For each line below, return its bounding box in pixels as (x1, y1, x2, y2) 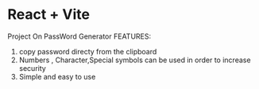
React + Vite (7, 6, 91, 24)
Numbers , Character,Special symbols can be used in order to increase (18, 55, 251, 65)
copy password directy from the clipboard (18, 46, 157, 56)
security (18, 63, 47, 72)
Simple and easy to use (18, 72, 96, 81)
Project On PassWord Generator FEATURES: (7, 32, 152, 41)
